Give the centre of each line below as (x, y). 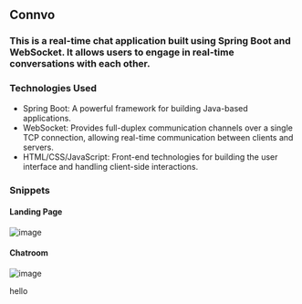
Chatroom (29, 253)
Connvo (32, 15)
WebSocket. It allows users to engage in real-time (122, 52)
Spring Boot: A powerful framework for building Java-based (135, 108)
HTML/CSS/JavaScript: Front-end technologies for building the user (150, 157)
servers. (38, 147)
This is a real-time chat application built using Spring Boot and (151, 41)
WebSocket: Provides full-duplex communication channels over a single (158, 128)
